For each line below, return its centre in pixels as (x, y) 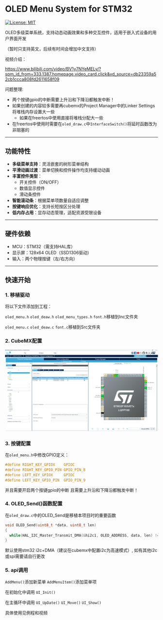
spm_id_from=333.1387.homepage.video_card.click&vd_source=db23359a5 (81, 74)
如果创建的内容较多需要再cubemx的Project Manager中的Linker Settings (83, 105)
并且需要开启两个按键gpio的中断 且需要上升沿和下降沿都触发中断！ (72, 490)
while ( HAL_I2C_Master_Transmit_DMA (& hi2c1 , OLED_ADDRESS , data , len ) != (84, 535)
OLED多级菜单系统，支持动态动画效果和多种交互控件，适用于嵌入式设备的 (79, 32)
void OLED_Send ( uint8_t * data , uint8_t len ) (51, 525)
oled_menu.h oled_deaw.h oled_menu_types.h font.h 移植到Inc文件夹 (72, 317)
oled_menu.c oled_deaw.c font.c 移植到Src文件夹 (53, 327)
